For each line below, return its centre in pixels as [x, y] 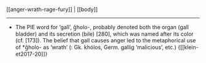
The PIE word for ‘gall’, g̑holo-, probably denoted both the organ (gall [102, 27]
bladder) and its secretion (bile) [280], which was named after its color [105, 34]
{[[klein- [188, 47]
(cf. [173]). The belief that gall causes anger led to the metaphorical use [105, 40]
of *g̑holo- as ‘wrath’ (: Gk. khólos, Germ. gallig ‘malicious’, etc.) [96, 47]
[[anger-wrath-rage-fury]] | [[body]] [52, 9]
